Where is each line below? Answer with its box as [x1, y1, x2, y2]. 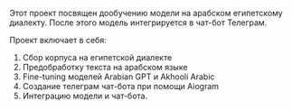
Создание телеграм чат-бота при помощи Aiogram [22, 81, 220, 91]
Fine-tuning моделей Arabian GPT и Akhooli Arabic [22, 71, 215, 82]
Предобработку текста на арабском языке [22, 62, 188, 72]
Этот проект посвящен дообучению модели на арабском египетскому [9, 8, 283, 18]
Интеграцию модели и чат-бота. [22, 90, 147, 101]
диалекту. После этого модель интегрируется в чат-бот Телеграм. [9, 17, 268, 28]
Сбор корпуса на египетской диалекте [22, 52, 173, 62]
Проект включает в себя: [9, 35, 107, 45]
